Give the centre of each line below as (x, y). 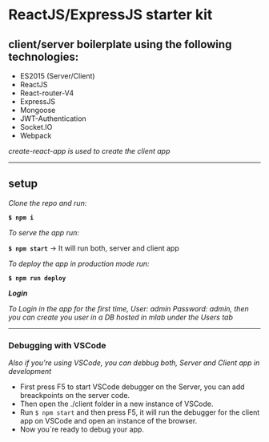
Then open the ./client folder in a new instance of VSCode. (116, 404)
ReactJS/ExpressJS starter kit (110, 15)
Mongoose (38, 110)
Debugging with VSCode (57, 345)
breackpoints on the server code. (75, 396)
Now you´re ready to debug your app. (82, 429)
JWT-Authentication (53, 119)
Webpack (36, 135)
